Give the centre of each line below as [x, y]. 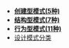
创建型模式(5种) [37, 11]
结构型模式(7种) [37, 20]
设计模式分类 [32, 37]
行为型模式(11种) [38, 29]
